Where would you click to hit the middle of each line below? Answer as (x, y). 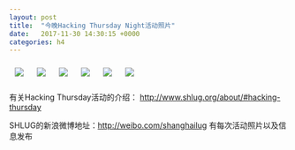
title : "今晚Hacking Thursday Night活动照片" (92, 26)
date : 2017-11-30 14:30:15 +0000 (75, 34)
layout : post (33, 17)
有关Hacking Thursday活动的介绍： (74, 97)
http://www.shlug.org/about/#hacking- (210, 97)
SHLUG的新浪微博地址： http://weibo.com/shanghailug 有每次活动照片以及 (144, 125)
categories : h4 (37, 42)
